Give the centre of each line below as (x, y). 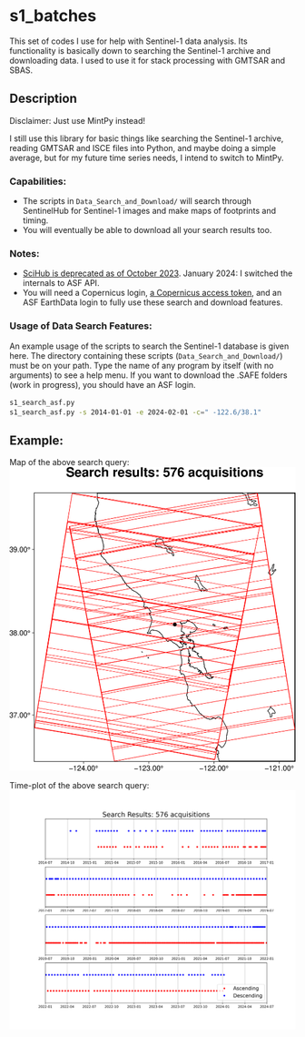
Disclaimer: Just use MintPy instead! (78, 120)
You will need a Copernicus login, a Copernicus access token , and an (152, 293)
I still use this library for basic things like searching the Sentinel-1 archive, (147, 138)
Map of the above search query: (69, 463)
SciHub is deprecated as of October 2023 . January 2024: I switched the (157, 273)
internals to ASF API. (61, 283)
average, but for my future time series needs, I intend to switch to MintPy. (147, 158)
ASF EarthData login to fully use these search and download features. (152, 302)
